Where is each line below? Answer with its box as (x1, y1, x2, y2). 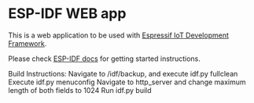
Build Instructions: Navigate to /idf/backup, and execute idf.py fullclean (8, 69, 238, 78)
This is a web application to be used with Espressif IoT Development (8, 30, 230, 40)
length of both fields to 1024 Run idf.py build (8, 85, 152, 94)
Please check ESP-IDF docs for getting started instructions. (8, 54, 201, 63)
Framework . (8, 38, 47, 48)
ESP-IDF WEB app (8, 5, 127, 23)
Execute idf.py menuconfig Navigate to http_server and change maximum (8, 77, 246, 87)
